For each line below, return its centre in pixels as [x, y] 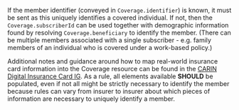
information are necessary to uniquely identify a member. [91, 99]
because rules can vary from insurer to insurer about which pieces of [109, 91]
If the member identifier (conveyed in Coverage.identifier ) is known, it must [119, 10]
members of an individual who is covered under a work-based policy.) [110, 48]
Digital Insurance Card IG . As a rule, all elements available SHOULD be [110, 76]
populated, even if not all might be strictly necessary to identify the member [118, 84]
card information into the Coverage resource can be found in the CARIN [112, 69]
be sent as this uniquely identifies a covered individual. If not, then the [110, 18]
